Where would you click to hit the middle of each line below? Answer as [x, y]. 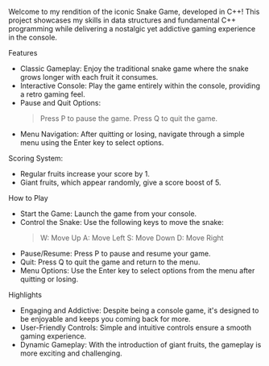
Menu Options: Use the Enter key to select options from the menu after [137, 270]
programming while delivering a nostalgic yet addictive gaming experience [132, 29]
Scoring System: [36, 158]
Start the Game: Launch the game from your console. [108, 214]
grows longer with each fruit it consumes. [89, 77]
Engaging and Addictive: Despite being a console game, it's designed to [139, 310]
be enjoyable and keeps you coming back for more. [105, 319]
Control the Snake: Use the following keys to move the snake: [122, 222]
